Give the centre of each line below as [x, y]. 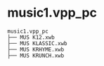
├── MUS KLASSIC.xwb [38, 43]
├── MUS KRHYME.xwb [36, 49]
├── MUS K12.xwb [31, 37]
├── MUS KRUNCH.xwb [36, 56]
